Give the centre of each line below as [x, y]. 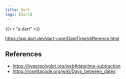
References [23, 54]
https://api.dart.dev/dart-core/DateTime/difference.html [62, 38]
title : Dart [17, 10]
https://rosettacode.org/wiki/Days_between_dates [64, 71]
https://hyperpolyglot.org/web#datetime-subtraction [66, 66]
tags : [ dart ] [19, 14]
